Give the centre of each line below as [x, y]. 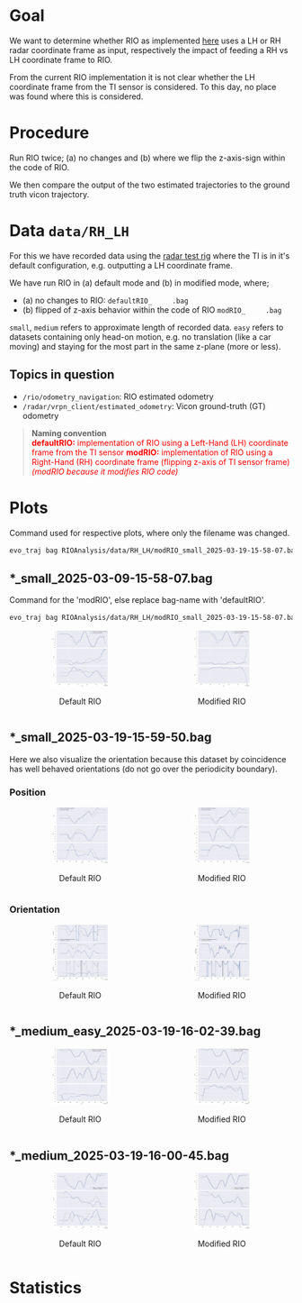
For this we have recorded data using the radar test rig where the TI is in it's [150, 255]
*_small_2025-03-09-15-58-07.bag [111, 578]
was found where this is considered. [76, 96]
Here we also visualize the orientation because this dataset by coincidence [148, 759]
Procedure [49, 133]
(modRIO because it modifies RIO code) [105, 471]
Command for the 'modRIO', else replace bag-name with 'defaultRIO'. [138, 600]
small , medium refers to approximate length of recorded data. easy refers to [147, 327]
